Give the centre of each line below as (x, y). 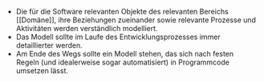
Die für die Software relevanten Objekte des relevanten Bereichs (122, 12)
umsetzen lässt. (42, 70)
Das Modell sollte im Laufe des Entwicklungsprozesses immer (118, 37)
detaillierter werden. (49, 45)
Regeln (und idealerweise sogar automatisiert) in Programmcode (123, 62)
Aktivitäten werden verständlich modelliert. (87, 28)
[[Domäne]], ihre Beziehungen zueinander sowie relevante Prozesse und (136, 20)
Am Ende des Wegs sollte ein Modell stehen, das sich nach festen (125, 54)
